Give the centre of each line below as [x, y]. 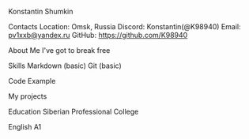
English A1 [25, 127]
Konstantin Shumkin [41, 11]
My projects [28, 96]
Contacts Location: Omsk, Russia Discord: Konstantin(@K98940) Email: [124, 26]
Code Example [32, 81]
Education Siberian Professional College [74, 111]
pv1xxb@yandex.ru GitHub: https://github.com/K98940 [98, 35]
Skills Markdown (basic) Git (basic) [65, 66]
